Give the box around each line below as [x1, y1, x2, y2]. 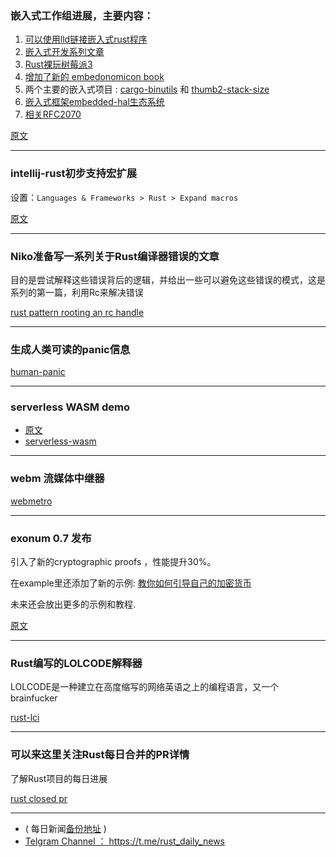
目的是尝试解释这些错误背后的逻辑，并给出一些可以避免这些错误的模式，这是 [10, 273, 326, 286]
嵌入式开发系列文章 [24, 46, 105, 58]
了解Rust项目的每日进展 [10, 772, 108, 784]
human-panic [10, 366, 66, 378]
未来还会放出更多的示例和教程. [10, 598, 137, 611]
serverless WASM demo [10, 400, 130, 414]
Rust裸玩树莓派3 [24, 58, 93, 71]
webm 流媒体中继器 [10, 472, 105, 486]
